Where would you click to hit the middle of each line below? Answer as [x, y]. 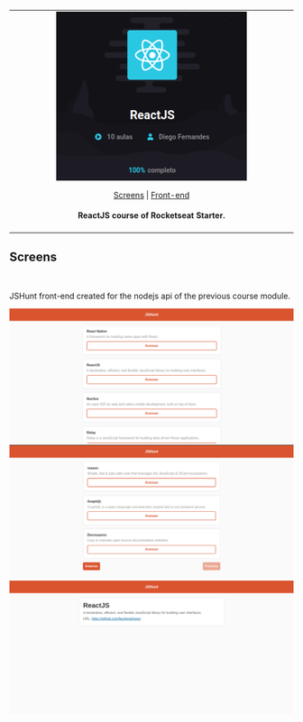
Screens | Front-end [151, 195]
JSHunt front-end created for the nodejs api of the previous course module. [150, 296]
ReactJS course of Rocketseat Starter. [151, 215]
